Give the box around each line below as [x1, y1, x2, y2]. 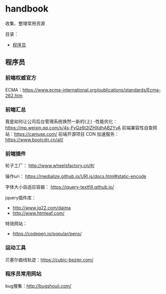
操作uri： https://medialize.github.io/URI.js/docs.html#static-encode [5, 173, 147, 180]
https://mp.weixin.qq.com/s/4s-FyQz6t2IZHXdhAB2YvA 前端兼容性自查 [5, 125, 153, 131]
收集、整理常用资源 [5, 20, 45, 26]
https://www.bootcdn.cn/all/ [5, 137, 64, 143]
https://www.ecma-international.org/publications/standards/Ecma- [22, 87, 161, 93]
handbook [5, 3, 49, 15]
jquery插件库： [5, 195, 36, 201]
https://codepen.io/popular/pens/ [12, 230, 82, 237]
